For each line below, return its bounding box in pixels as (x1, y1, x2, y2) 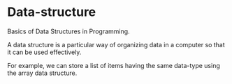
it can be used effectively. (7, 48, 82, 56)
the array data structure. (7, 69, 78, 77)
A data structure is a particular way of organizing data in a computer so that (7, 40, 225, 49)
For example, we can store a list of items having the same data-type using (7, 61, 220, 69)
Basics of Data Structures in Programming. (7, 27, 131, 35)
